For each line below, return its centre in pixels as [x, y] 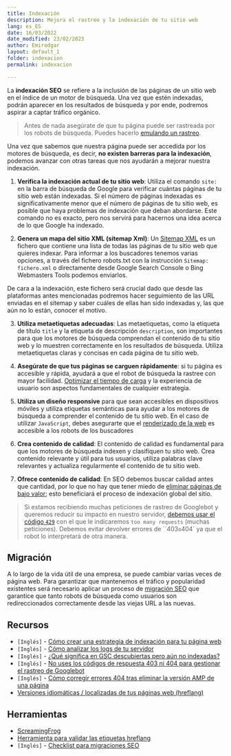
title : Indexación [33, 13]
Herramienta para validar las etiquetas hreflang [84, 738]
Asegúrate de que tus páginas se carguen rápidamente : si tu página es [119, 366]
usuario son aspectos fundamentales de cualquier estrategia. [104, 388]
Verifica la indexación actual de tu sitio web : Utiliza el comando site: [117, 181]
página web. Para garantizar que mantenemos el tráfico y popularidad [106, 581]
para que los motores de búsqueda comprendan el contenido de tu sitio [119, 338]
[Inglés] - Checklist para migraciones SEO [78, 746]
